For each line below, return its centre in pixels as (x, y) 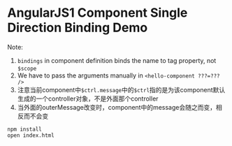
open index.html (31, 135)
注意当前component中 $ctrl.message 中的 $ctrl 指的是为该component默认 (121, 89)
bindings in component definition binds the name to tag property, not (117, 60)
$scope (27, 68)
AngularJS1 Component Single (97, 13)
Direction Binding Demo (78, 28)
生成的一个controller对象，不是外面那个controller (88, 98)
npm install (24, 129)
